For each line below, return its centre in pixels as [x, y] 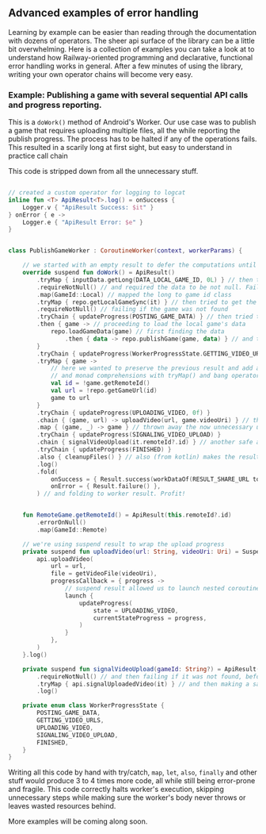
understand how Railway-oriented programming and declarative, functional [131, 57]
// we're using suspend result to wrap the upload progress [123, 544]
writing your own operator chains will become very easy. [101, 74]
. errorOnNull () [62, 523]
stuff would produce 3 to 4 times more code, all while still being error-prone [132, 781]
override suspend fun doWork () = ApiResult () [99, 273]
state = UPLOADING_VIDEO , [136, 610]
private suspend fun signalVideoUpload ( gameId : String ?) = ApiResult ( [141, 669]
